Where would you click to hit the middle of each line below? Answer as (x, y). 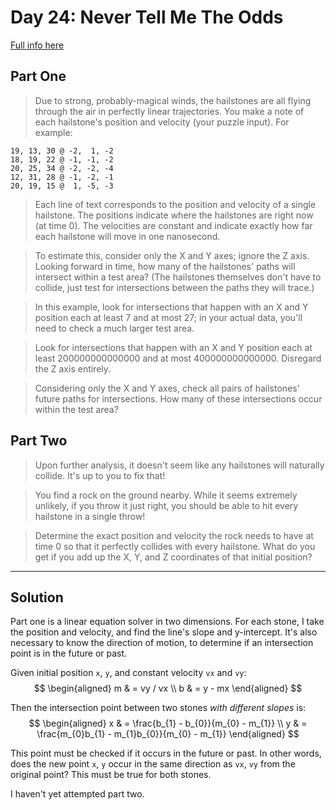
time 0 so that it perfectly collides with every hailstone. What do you (175, 546)
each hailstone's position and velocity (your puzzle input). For (162, 122)
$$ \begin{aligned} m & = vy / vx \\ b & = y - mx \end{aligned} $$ (168, 688)
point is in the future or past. (69, 653)
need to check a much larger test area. (114, 328)
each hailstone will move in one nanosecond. (127, 236)
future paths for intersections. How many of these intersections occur (178, 398)
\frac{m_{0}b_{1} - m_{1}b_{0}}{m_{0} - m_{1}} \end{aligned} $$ (168, 734)
